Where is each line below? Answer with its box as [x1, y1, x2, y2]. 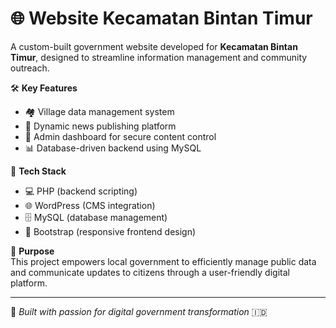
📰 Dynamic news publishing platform [24, 120, 177, 132]
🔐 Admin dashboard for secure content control [24, 130, 217, 142]
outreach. [10, 62, 50, 74]
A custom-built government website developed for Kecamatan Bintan [10, 40, 298, 52]
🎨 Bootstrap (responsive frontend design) [24, 225, 197, 237]
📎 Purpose [10, 245, 55, 257]
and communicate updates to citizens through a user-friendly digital [10, 266, 290, 278]
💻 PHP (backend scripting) [24, 185, 138, 197]
